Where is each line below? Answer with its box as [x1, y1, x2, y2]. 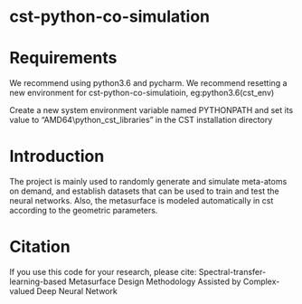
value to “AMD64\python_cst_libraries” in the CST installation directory [9, 115, 273, 126]
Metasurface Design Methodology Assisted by [68, 276, 241, 287]
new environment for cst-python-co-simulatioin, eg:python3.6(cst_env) [9, 88, 275, 99]
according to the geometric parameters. [9, 205, 158, 216]
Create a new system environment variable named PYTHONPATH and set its [9, 105, 294, 116]
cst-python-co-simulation [9, 6, 211, 27]
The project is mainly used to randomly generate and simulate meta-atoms [9, 176, 288, 187]
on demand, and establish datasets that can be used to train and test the [9, 185, 279, 196]
